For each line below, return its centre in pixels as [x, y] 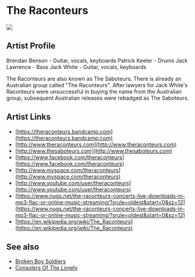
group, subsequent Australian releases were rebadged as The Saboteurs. [98, 98]
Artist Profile [31, 46]
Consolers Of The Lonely [46, 268]
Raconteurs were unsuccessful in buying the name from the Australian [94, 91]
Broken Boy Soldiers [40, 261]
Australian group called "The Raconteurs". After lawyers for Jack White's [97, 85]
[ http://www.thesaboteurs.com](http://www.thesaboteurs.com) [94, 151]
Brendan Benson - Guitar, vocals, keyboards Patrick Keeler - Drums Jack [97, 60]
